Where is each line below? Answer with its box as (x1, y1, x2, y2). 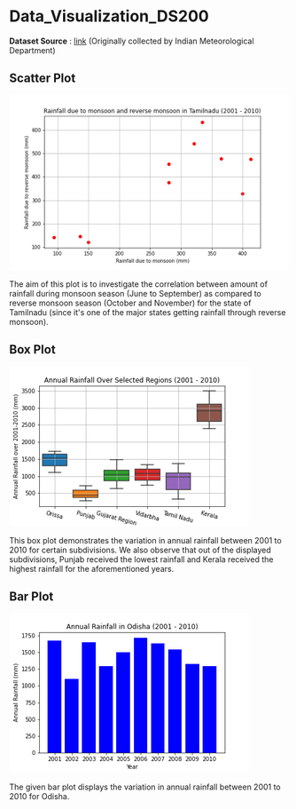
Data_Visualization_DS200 (9, 6, 210, 27)
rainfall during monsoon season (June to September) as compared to (9, 288, 261, 298)
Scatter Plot (9, 71, 76, 86)
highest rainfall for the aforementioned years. (9, 563, 175, 574)
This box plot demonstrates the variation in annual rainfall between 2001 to (9, 535, 282, 545)
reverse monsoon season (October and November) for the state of (9, 297, 252, 308)
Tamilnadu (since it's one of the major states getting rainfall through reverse (9, 306, 286, 317)
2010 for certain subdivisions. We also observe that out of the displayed (9, 544, 272, 555)
